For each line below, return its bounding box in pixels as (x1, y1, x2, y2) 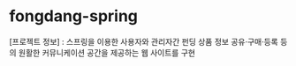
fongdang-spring (9, 6, 139, 26)
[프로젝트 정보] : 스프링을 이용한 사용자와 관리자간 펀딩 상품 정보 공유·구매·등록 (9, 36, 278, 47)
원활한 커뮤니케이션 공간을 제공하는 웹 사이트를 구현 (18, 47, 196, 58)
